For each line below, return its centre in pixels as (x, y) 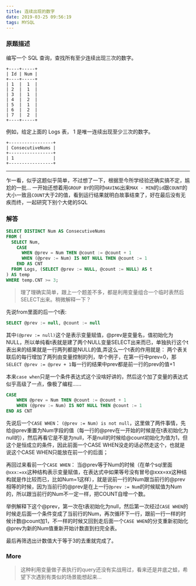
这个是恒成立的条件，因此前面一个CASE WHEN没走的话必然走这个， (88, 445)
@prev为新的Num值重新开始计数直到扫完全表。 (63, 528)
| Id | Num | (22, 74)
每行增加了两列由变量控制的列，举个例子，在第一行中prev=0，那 (99, 357)
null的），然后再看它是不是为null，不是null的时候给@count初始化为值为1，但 (97, 438)
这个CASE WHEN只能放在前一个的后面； (60, 452)
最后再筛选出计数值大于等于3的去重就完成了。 (61, 541)
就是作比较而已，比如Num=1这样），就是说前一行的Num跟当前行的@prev (98, 480)
